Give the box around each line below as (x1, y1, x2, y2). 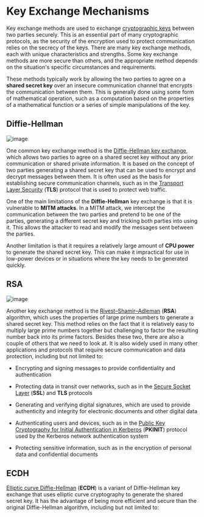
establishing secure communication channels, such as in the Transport (6, 179, 184, 187)
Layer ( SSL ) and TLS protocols (15, 389, 93, 396)
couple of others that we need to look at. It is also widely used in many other (6, 339, 198, 347)
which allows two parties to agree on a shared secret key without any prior (6, 153, 194, 161)
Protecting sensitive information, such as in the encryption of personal (15, 444, 192, 451)
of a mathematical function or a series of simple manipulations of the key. (6, 101, 191, 108)
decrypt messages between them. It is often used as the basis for (6, 173, 171, 180)
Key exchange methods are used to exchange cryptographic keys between (6, 24, 195, 32)
